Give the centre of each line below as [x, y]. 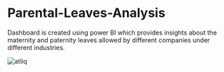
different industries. [36, 47]
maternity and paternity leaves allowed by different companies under [109, 40]
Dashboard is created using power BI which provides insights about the [112, 32]
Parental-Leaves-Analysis [86, 13]
